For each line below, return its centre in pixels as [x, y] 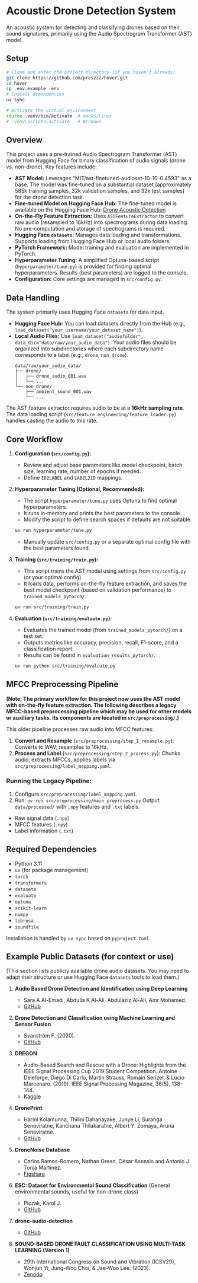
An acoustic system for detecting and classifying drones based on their [93, 27]
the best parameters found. [57, 548]
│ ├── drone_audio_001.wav [51, 376]
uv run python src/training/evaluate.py [65, 666]
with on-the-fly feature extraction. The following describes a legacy [91, 705]
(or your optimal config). [53, 577]
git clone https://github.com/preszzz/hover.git [67, 78]
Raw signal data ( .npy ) [42, 818]
